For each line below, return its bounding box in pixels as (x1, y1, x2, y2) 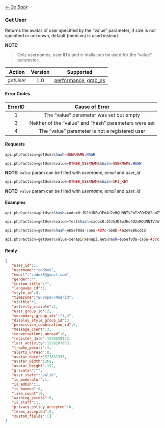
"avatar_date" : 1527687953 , (11, 354, 67, 359)
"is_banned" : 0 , (11, 386, 43, 391)
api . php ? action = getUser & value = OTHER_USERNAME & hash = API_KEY (5, 179, 129, 184)
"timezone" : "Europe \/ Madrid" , (11, 295, 74, 300)
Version (31, 69, 50, 76)
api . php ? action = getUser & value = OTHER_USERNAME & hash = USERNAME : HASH (5, 161, 142, 166)
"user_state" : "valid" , (11, 373, 58, 378)
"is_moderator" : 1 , (11, 377, 50, 382)
